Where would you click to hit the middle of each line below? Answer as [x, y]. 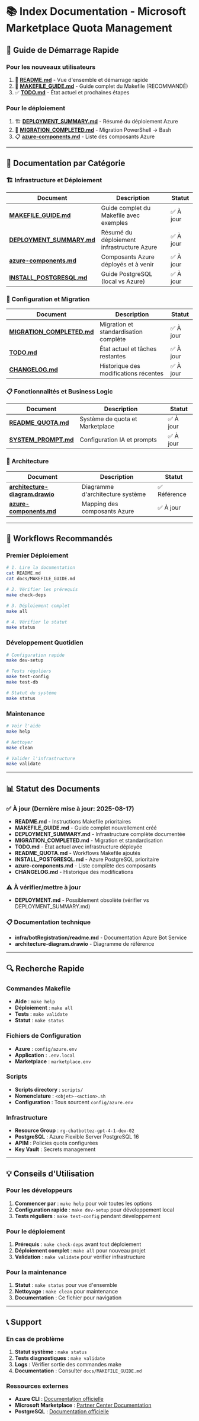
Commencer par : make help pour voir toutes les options [83, 1203]
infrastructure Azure [129, 247]
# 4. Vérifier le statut [37, 622]
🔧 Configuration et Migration [48, 299]
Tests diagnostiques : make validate [60, 1358]
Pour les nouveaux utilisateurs [51, 67]
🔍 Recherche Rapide [45, 969]
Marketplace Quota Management [89, 28]
